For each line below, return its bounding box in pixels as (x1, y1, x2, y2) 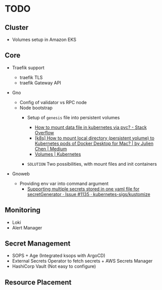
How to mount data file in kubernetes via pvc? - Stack (34, 124, 147, 130)
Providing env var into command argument (19, 180, 109, 186)
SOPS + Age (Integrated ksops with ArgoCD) (12, 253, 106, 259)
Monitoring (5, 206, 41, 215)
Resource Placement (5, 278, 72, 286)
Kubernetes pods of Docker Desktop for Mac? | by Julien (34, 140, 154, 147)
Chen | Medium (34, 146, 67, 152)
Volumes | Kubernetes (34, 151, 82, 157)
